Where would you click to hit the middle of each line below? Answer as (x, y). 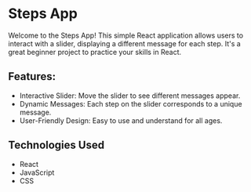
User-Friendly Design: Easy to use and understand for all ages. (121, 120)
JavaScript (37, 172)
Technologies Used (56, 145)
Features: (32, 76)
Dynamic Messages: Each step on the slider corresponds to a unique (131, 103)
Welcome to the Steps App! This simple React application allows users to (126, 35)
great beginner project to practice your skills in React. (95, 52)
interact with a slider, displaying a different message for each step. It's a (124, 43)
